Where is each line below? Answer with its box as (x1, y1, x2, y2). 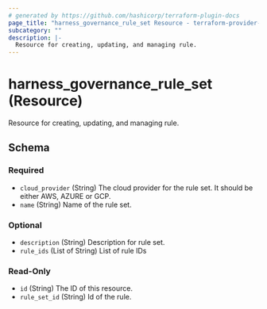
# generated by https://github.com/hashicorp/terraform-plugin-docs (8, 11, 240, 20)
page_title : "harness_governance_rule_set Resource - (8, 19, 191, 27)
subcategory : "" (8, 26, 62, 34)
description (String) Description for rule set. (19, 238, 165, 247)
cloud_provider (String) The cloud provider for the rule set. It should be (19, 183, 253, 193)
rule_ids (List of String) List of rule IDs (19, 246, 147, 256)
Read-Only (8, 265, 52, 277)
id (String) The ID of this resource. (19, 284, 133, 293)
